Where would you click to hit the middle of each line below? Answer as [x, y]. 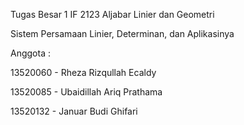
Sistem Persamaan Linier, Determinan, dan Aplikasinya [122, 33]
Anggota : [30, 53]
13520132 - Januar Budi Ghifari [74, 111]
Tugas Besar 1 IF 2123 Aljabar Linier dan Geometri [112, 14]
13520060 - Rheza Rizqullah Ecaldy [83, 72]
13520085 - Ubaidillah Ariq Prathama [86, 92]
